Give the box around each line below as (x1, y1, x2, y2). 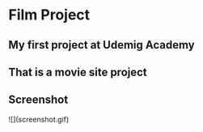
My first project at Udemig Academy (8, 38, 196, 52)
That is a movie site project (8, 65, 147, 79)
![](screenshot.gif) (8, 114, 70, 124)
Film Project (8, 6, 91, 24)
